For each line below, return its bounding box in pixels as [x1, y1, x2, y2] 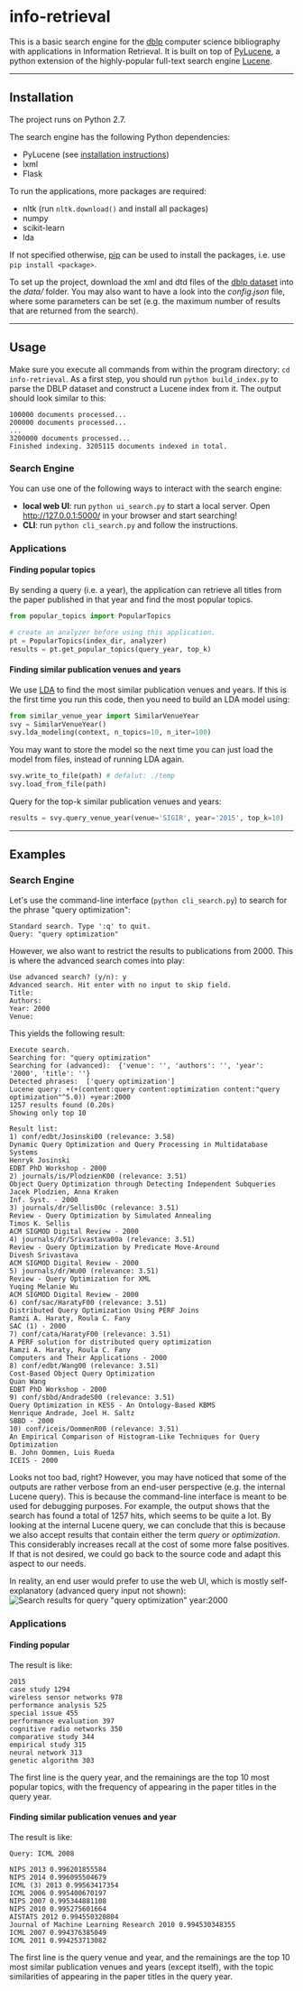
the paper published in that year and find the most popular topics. [9, 594, 253, 605]
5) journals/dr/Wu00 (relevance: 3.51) [9, 1266, 160, 1275]
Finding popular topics [9, 564, 96, 575]
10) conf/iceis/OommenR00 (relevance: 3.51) [9, 1424, 179, 1433]
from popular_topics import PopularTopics [9, 611, 171, 620]
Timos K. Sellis [9, 1218, 70, 1228]
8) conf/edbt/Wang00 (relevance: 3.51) [9, 1361, 160, 1370]
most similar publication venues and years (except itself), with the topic [9, 1961, 274, 1972]
